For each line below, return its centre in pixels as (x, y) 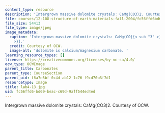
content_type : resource (29, 10)
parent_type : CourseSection (34, 73)
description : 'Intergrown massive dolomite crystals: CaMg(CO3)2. (74, 14)
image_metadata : (22, 32)
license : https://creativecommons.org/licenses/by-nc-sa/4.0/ (70, 60)
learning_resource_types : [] (35, 55)
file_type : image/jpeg (28, 28)
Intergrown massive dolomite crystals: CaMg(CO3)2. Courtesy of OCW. (77, 105)
